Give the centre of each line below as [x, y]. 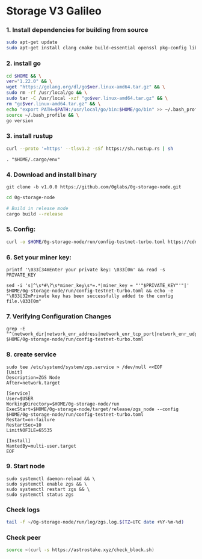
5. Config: [21, 229]
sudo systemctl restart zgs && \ [48, 489]
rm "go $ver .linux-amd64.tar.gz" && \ [54, 103]
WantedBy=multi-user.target [41, 446]
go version [20, 121]
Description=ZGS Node [33, 377]
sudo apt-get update [32, 42]
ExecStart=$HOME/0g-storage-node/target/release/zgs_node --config [93, 409]
